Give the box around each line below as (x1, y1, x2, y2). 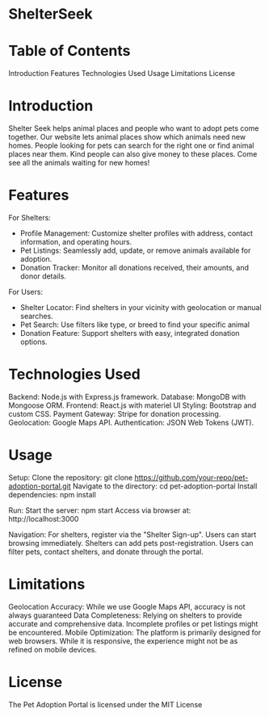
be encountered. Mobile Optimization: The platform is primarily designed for (8, 627, 262, 637)
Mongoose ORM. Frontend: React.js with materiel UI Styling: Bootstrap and (8, 400, 257, 410)
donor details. (19, 271, 67, 281)
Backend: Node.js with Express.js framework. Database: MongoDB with (8, 392, 246, 401)
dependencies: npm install (8, 489, 97, 499)
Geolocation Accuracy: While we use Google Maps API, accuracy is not (8, 602, 246, 611)
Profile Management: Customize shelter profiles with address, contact (19, 229, 253, 238)
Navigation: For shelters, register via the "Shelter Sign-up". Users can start (8, 530, 257, 539)
